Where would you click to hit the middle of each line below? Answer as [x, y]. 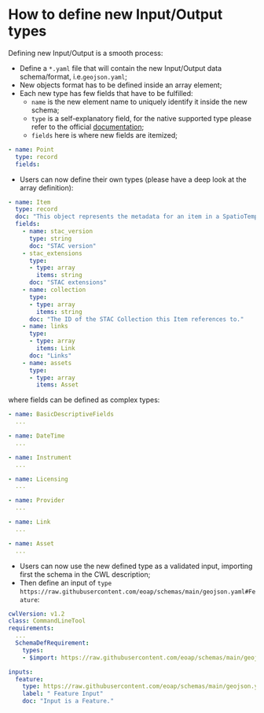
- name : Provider [37, 501]
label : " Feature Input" [63, 694]
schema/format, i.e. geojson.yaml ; [73, 76]
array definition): [46, 187]
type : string [50, 238]
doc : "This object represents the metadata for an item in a [117, 217]
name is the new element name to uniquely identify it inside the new [139, 102]
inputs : [21, 672]
